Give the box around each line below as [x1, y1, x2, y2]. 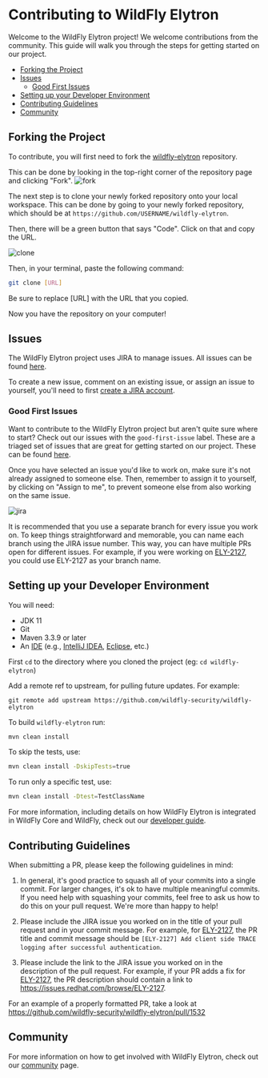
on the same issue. [8, 490, 70, 500]
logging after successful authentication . [19, 942, 162, 951]
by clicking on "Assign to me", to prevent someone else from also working [8, 482, 252, 492]
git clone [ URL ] [8, 279, 62, 287]
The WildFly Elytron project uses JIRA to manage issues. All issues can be [8, 353, 252, 363]
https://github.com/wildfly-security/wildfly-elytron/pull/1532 [8, 1007, 206, 1016]
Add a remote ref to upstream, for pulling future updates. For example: [8, 681, 240, 690]
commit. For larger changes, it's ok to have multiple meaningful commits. [19, 883, 260, 894]
